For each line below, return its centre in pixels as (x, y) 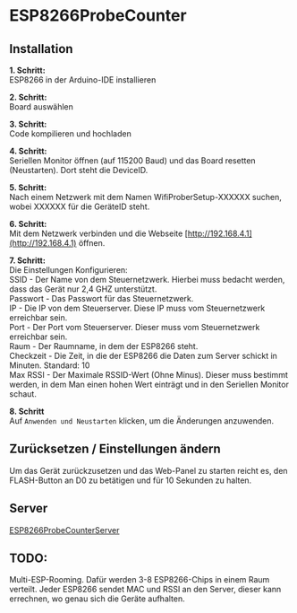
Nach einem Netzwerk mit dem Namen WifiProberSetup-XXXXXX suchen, (145, 197)
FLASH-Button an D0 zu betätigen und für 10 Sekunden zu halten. (131, 480)
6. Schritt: (28, 224)
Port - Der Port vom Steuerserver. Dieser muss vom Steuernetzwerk (135, 327)
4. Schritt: (28, 151)
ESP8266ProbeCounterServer (64, 530)
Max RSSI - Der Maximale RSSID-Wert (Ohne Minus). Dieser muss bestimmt (148, 375)
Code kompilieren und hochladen (70, 134)
